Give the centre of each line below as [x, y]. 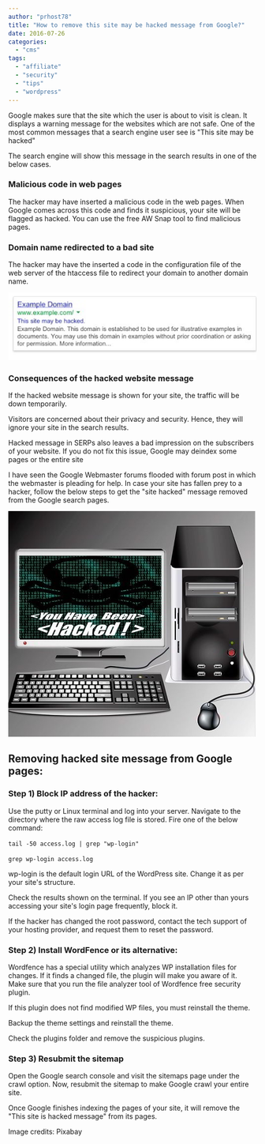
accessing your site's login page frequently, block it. [93, 905]
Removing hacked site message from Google [120, 759]
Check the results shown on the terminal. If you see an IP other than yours [129, 898]
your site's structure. [42, 882]
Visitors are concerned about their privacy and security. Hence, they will [125, 419]
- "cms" [28, 50]
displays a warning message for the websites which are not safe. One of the [132, 123]
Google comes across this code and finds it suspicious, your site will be [124, 210]
